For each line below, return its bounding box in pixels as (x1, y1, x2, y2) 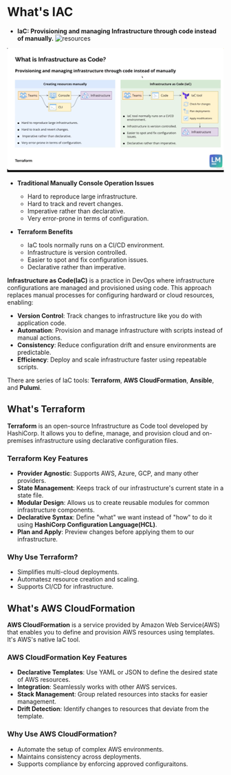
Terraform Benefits (16, 227, 74, 236)
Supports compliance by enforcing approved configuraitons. (16, 759, 188, 768)
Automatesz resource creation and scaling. (16, 575, 140, 583)
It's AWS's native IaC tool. (7, 635, 80, 644)
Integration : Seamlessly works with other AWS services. (16, 683, 177, 691)
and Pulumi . (7, 383, 42, 391)
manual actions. (16, 333, 63, 342)
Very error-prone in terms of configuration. (27, 214, 149, 223)
